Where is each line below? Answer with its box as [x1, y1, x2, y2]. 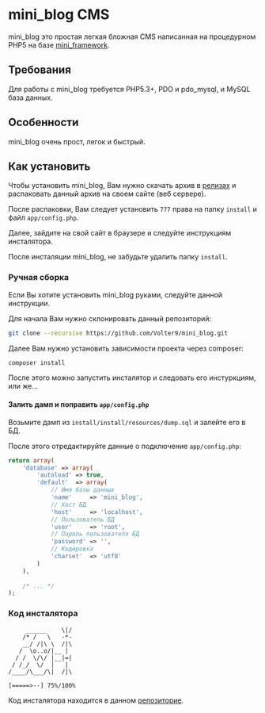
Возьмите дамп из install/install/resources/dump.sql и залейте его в [8, 417, 246, 427]
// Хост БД [50, 500, 87, 508]
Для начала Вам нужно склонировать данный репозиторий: [8, 313, 212, 323]
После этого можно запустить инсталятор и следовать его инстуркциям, [8, 373, 256, 382]
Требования [8, 63, 71, 77]
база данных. [8, 93, 53, 102]
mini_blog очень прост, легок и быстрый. [8, 136, 146, 146]
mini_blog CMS [8, 6, 110, 24]
